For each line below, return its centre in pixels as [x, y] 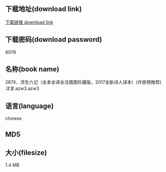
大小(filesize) [26, 153]
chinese [13, 119]
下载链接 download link [29, 22]
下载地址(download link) [44, 9]
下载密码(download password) [54, 40]
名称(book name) [32, 69]
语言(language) [30, 106]
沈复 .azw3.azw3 [22, 89]
